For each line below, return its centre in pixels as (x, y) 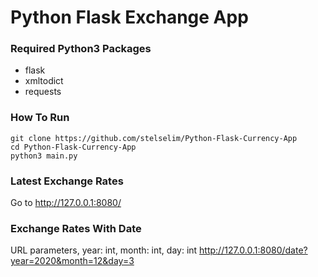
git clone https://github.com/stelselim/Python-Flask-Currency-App (154, 138)
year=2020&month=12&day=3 (72, 261)
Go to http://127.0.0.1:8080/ (66, 203)
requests (43, 92)
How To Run (40, 118)
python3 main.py (44, 156)
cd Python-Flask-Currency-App (73, 147)
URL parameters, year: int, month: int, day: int (104, 250)
